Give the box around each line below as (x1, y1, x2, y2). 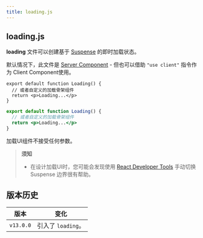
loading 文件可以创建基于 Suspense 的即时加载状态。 (6, 48, 140, 55)
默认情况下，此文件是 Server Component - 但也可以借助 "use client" (6, 61, 180, 69)
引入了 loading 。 (37, 221, 85, 229)
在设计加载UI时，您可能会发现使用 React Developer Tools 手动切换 (30, 163, 196, 170)
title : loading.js (6, 8, 53, 15)
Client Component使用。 (13, 69, 75, 76)
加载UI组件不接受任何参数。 (6, 137, 76, 144)
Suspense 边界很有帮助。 (30, 171, 94, 178)
